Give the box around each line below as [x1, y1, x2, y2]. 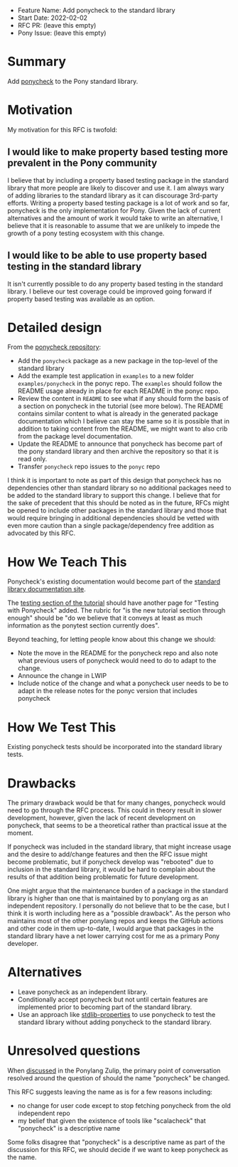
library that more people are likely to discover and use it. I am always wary [7, 183, 225, 192]
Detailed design [7, 319, 102, 335]
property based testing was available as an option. [7, 294, 155, 303]
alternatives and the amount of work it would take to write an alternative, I [7, 213, 223, 222]
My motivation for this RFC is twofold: [7, 125, 118, 134]
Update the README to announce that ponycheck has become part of [17, 440, 223, 448]
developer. [7, 940, 39, 948]
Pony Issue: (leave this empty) [17, 28, 107, 37]
